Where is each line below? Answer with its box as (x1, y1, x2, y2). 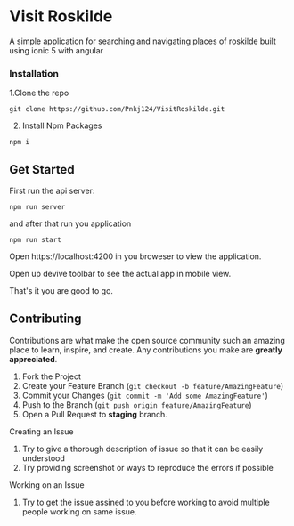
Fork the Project (21, 371, 82, 382)
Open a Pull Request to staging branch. (21, 409, 167, 419)
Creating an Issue (9, 425, 74, 437)
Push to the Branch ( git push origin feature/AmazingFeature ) (21, 399, 252, 410)
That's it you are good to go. (9, 286, 114, 296)
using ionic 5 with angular (9, 45, 104, 55)
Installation (9, 67, 60, 79)
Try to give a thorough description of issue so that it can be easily (21, 443, 264, 454)
